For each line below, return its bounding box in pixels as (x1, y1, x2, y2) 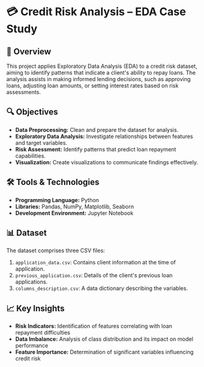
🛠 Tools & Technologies (6, 177, 100, 187)
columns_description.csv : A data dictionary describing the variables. (15, 285, 188, 292)
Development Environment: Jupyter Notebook (15, 209, 134, 217)
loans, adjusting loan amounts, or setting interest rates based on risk (6, 82, 179, 89)
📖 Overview (6, 46, 51, 57)
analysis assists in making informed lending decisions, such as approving (6, 76, 191, 82)
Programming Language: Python (15, 196, 100, 203)
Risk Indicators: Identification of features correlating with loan (15, 322, 173, 330)
